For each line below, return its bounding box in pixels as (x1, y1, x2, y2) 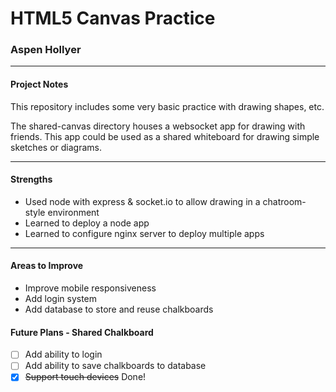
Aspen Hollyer (10, 43, 82, 57)
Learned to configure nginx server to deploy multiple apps (24, 227, 265, 239)
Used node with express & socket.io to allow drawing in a (24, 195, 261, 207)
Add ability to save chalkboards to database (24, 360, 207, 372)
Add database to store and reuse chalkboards (24, 303, 214, 316)
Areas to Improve (10, 260, 84, 272)
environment (47, 206, 100, 218)
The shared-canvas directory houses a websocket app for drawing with (10, 120, 306, 132)
